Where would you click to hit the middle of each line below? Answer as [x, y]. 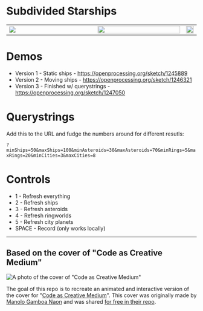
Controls [28, 179]
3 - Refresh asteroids [41, 209]
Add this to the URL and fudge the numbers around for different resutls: [95, 134]
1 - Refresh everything [43, 196]
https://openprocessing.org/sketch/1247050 [70, 93]
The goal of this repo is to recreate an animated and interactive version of [98, 289]
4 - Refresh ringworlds [43, 215]
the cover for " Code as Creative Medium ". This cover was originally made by [101, 295]
